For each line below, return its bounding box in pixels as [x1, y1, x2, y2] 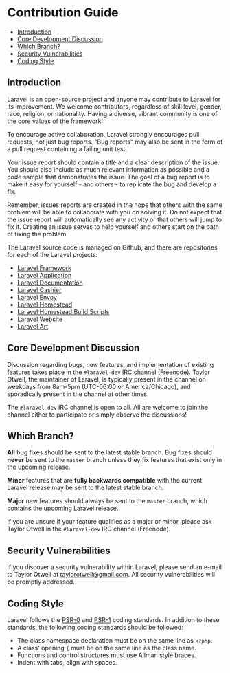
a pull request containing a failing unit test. [7, 144, 128, 153]
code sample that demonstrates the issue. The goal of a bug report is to [7, 173, 211, 181]
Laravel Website [16, 315, 63, 323]
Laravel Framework [16, 263, 72, 272]
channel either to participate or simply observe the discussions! [7, 410, 187, 419]
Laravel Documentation [16, 278, 84, 287]
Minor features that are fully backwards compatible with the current [7, 476, 203, 485]
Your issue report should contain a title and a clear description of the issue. [7, 158, 220, 166]
